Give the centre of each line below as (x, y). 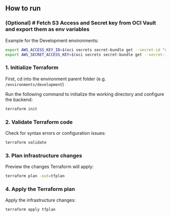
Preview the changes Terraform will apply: (50, 167)
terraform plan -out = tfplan (35, 176)
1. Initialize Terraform (32, 67)
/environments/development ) (35, 84)
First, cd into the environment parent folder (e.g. (55, 79)
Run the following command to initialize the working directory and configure (85, 94)
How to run (23, 8)
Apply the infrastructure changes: (41, 200)
